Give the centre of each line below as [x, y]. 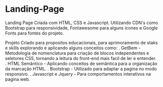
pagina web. [18, 79]
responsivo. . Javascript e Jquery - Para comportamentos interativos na [78, 74]
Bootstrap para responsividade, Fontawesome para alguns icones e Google [81, 28]
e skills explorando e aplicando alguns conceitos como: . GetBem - [73, 48]
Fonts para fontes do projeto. [34, 33]
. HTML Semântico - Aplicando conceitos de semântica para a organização [81, 63]
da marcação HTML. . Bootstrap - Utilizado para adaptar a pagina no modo [81, 69]
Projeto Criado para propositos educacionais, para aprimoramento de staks [81, 42]
